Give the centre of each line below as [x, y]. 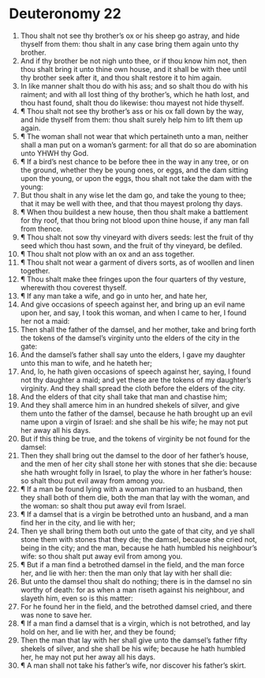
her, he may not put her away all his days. [88, 657]
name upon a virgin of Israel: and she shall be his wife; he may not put [134, 422]
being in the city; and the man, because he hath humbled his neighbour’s [139, 548]
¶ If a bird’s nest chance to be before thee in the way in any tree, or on [134, 161]
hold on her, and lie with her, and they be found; [98, 631]
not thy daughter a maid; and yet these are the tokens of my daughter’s [136, 379]
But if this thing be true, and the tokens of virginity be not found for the [135, 439]
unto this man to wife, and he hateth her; [86, 363]
